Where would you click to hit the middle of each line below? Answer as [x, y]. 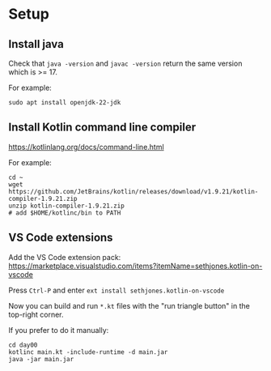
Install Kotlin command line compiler [102, 128]
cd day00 [23, 345]
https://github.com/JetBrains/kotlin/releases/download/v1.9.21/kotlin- [133, 191]
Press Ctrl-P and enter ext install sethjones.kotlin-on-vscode [116, 290]
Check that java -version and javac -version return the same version [125, 63]
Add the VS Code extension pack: [65, 257]
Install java [36, 44]
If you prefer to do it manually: [59, 330]
